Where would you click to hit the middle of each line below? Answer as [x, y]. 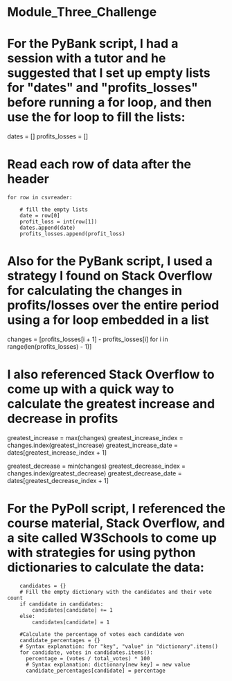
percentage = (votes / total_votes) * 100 [88, 658]
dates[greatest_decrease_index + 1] [58, 480]
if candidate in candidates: [62, 604]
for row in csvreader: [40, 198]
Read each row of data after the [99, 164]
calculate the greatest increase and [111, 404]
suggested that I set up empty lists [109, 73]
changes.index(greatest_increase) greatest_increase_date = [93, 445]
